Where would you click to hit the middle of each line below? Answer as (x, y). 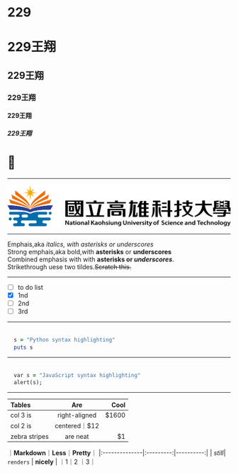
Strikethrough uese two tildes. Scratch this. (69, 266)
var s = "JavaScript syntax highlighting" (77, 375)
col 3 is (21, 415)
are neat (77, 436)
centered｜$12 (77, 426)
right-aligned (77, 415)
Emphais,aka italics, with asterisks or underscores (80, 244)
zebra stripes (30, 436)
